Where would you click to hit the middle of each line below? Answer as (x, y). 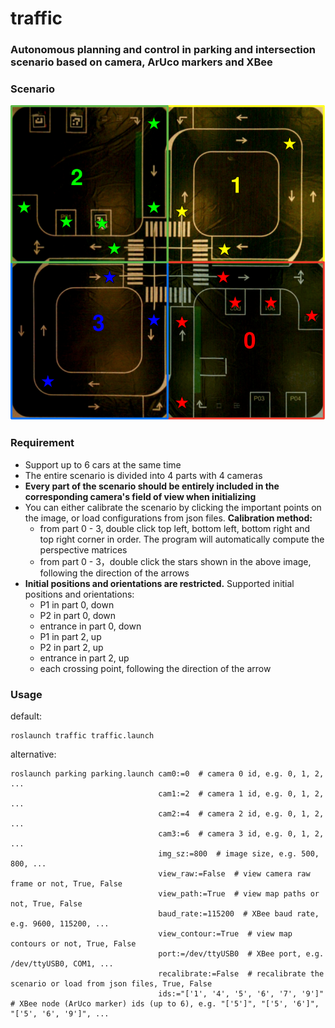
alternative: (33, 754)
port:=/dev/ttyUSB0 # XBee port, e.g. (241, 954)
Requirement (42, 443)
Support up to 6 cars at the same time (103, 464)
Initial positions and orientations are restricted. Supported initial (159, 583)
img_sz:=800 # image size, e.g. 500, (239, 854)
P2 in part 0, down (78, 615)
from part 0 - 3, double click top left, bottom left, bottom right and (175, 528)
